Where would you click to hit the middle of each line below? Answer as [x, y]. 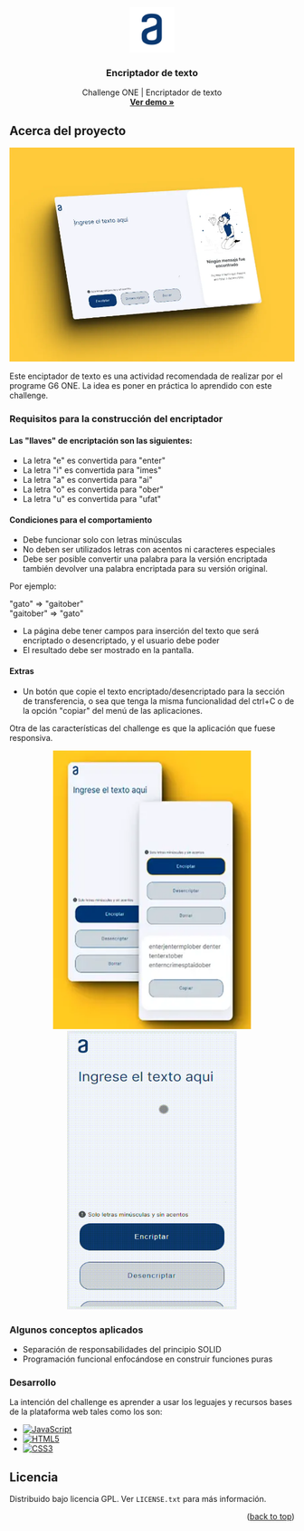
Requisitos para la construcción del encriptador [116, 419]
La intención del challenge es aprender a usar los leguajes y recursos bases [151, 1402]
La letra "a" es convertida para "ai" [88, 480]
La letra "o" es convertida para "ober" [93, 489]
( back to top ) [271, 1517]
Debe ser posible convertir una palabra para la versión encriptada [145, 559]
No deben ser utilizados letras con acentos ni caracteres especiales [149, 550]
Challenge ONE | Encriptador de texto [152, 92]
